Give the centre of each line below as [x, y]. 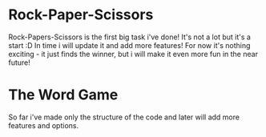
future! [19, 62]
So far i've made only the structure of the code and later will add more [124, 117]
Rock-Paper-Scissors [81, 15]
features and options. [43, 125]
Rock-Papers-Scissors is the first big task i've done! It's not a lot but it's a [129, 37]
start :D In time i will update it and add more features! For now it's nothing [129, 45]
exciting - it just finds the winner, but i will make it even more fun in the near [133, 54]
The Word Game [63, 95]
